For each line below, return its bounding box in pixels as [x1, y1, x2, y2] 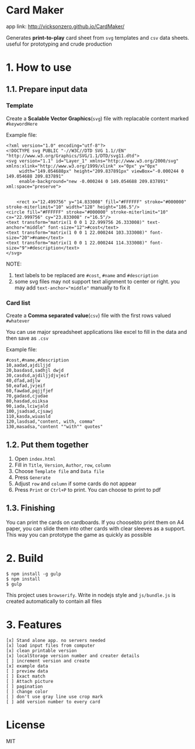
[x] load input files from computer [6, 643, 95, 648]
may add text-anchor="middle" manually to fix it [14, 284, 130, 291]
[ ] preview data [6, 668, 48, 674]
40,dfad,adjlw [6, 378, 41, 384]
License [6, 718, 46, 731]
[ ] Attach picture [6, 678, 54, 684]
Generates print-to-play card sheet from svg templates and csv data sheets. [6, 34, 190, 41]
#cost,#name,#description [6, 357, 69, 363]
